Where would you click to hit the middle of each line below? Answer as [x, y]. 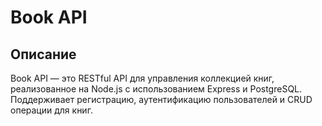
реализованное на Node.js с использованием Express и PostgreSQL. [156, 89]
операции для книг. [51, 110]
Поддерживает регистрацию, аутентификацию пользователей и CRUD [161, 99]
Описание [43, 54]
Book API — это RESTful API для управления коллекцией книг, [142, 78]
